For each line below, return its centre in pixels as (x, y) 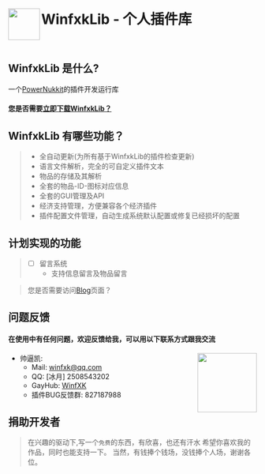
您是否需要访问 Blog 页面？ (69, 290)
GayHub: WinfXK (59, 385)
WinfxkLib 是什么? (54, 68)
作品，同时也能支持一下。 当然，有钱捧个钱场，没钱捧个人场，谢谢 (136, 452)
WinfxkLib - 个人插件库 (117, 19)
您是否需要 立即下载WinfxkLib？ (60, 109)
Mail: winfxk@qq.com (67, 367)
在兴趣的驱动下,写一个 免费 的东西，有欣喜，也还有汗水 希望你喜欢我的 (139, 442)
